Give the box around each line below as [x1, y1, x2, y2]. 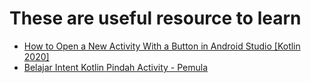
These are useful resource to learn [9, 7, 302, 30]
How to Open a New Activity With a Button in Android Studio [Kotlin [23, 40, 301, 52]
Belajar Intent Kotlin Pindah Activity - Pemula [23, 61, 209, 73]
